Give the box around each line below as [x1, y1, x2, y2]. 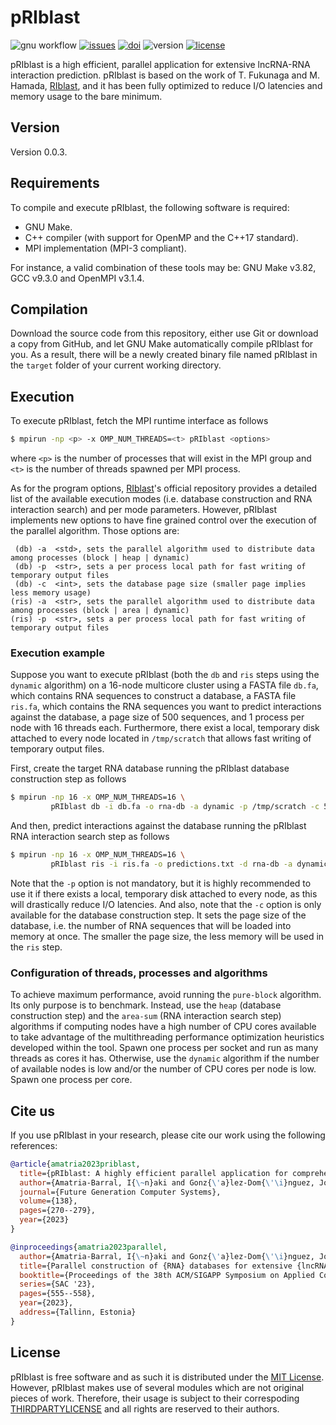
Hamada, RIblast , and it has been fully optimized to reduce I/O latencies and [10, 79, 323, 91]
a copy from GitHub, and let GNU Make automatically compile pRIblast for [10, 338, 314, 350]
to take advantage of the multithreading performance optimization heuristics [10, 1031, 325, 1043]
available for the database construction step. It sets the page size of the [10, 909, 307, 921]
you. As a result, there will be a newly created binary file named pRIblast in [10, 349, 318, 361]
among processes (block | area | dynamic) [10, 606, 190, 616]
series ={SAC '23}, [19, 1279, 97, 1290]
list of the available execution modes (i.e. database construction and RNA [10, 493, 313, 505]
